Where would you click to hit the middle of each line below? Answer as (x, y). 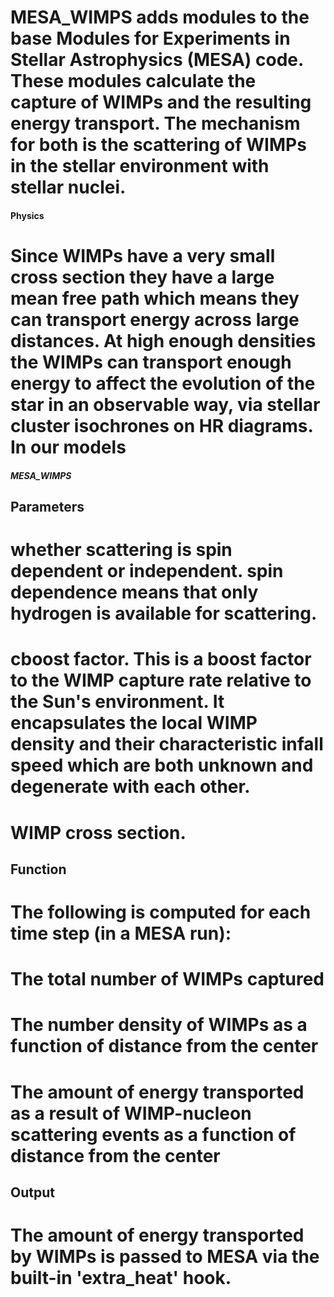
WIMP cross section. (98, 832)
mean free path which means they (155, 298)
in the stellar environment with (140, 166)
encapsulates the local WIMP (134, 723)
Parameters (47, 506)
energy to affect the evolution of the (163, 383)
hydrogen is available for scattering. (164, 613)
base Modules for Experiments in (150, 38)
